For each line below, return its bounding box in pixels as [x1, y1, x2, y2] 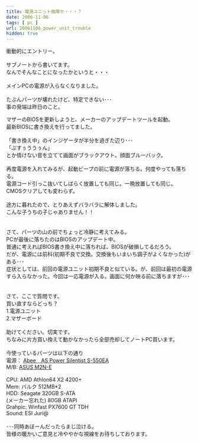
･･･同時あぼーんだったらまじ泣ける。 [6, 423, 97, 430]
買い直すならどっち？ [6, 300, 58, 307]
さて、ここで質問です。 [6, 293, 63, 300]
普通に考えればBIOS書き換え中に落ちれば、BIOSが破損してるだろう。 [6, 243, 175, 250]
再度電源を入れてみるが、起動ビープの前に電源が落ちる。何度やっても [6, 165, 176, 172]
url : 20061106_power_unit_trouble [6, 25, 92, 31]
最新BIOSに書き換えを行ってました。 [6, 123, 96, 131]
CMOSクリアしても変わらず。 [6, 187, 78, 195]
